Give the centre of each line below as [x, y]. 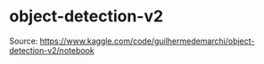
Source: [24, 41]
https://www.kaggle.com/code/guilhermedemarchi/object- [147, 41]
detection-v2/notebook [52, 50]
